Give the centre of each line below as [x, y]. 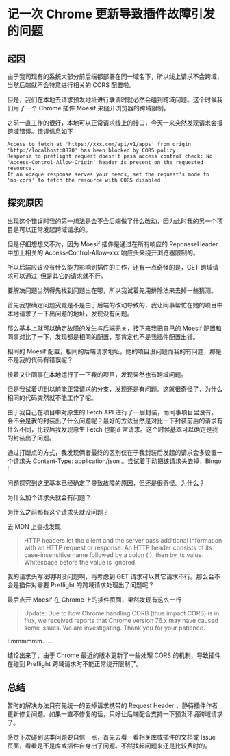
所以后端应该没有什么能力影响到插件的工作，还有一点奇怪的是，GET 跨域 [110, 267]
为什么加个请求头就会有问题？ [49, 497]
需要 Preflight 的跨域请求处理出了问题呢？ [95, 584]
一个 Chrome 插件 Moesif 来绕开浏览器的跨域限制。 [97, 108]
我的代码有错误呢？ [46, 359]
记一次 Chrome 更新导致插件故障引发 [111, 14]
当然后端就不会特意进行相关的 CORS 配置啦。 [71, 85]
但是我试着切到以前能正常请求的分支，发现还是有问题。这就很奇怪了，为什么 [115, 389]
